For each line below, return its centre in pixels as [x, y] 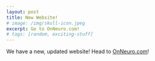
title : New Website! [32, 18]
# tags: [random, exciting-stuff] [50, 34]
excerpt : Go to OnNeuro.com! [43, 29]
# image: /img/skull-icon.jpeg [46, 23]
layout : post [23, 12]
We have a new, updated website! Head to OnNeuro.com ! [78, 51]
